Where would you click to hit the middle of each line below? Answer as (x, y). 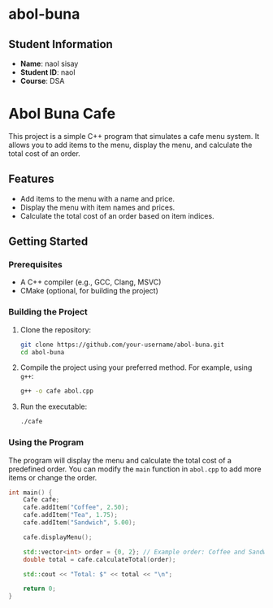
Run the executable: (54, 406)
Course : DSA (42, 81)
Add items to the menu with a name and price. (97, 198)
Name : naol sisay (49, 63)
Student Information (61, 44)
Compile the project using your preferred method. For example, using (136, 367)
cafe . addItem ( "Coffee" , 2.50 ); (76, 508)
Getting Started (48, 242)
